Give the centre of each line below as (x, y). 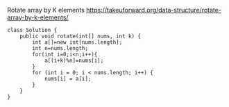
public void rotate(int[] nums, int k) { (80, 36)
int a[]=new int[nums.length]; (77, 42)
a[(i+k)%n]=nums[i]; (74, 60)
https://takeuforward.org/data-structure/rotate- (154, 10)
